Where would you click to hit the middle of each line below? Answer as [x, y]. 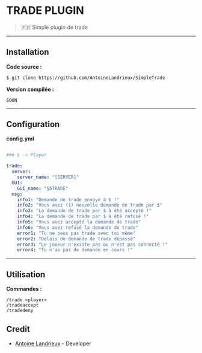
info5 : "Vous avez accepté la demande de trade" [79, 222]
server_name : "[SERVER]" [48, 177]
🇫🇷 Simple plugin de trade [54, 27]
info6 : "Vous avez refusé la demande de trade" [78, 227]
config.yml [20, 139]
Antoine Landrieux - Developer [53, 343]
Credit [18, 329]
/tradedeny [20, 311]
